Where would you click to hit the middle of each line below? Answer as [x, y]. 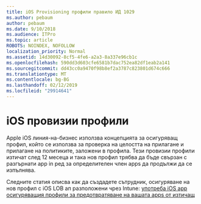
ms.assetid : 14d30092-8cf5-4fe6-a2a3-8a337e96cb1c [72, 57]
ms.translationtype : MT [37, 74]
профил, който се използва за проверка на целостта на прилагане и [95, 144]
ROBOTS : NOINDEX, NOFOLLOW [41, 46]
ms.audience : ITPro [31, 35]
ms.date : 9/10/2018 [31, 29]
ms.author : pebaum [30, 18]
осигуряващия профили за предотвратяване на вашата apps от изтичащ [100, 194]
